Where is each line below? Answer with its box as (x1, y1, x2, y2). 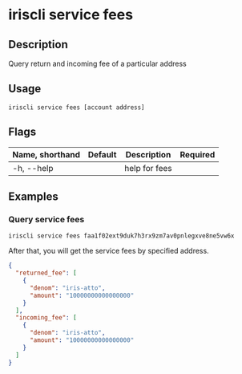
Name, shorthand (12, 148, 80, 160)
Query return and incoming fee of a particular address (8, 59, 187, 68)
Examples (8, 190, 58, 204)
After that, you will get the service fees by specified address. (8, 246, 210, 256)
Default (87, 148, 117, 160)
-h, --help (12, 162, 54, 173)
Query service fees (8, 213, 85, 225)
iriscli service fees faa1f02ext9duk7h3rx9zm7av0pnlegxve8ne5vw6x (8, 232, 235, 240)
